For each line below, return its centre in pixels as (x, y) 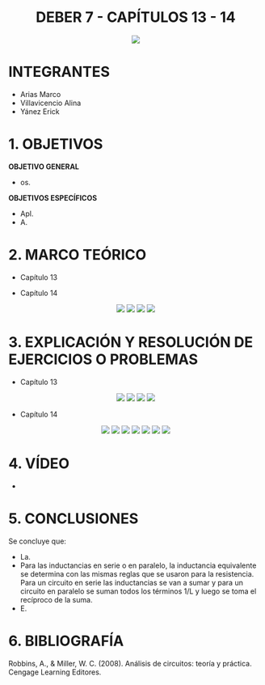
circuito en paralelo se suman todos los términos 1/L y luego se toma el (138, 591)
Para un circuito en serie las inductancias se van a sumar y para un (132, 582)
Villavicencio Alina (50, 103)
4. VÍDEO (39, 463)
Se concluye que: (38, 541)
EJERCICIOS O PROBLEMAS (103, 359)
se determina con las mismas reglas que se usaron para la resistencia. (137, 573)
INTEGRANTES (59, 72)
